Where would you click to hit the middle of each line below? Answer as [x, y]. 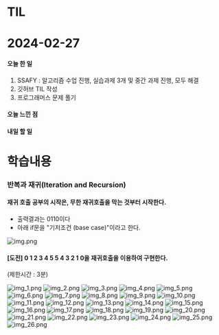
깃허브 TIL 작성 [37, 89]
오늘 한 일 [20, 63]
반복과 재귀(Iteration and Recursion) [67, 185]
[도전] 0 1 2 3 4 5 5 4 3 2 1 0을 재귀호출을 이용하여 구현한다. [88, 257]
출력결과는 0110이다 [44, 219]
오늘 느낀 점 [23, 115]
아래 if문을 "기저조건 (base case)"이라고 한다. [79, 228]
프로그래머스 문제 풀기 [47, 97]
